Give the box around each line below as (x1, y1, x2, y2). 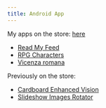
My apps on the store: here (7, 29, 86, 38)
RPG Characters (17, 50, 65, 59)
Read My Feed (17, 43, 60, 51)
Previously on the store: (7, 72, 76, 80)
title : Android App (7, 10, 65, 18)
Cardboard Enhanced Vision (17, 85, 100, 93)
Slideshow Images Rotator (17, 93, 93, 101)
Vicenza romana (17, 58, 65, 67)
